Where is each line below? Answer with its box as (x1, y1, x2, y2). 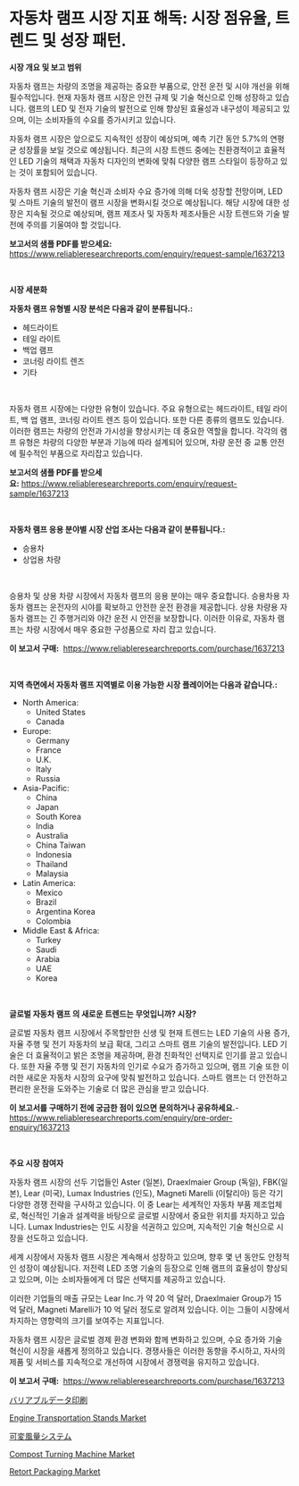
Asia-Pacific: (21, 782, 70, 793)
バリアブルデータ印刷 (9, 1394, 87, 1405)
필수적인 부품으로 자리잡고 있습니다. (18, 448, 143, 459)
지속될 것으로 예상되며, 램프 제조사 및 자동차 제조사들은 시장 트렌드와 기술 (25, 207, 281, 219)
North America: (21, 697, 79, 707)
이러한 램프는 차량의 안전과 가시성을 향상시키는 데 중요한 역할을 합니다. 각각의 (9, 426, 278, 436)
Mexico (35, 887, 63, 898)
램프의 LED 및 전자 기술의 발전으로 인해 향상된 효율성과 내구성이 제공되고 (28, 103, 281, 114)
